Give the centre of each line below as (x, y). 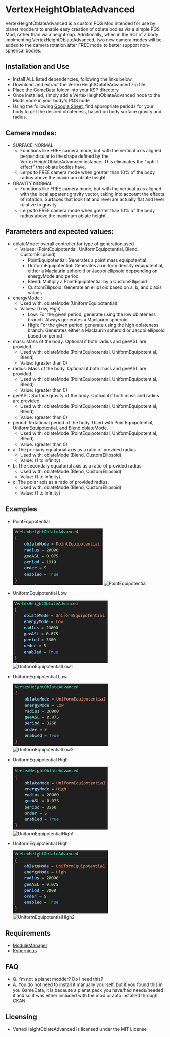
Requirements (28, 933)
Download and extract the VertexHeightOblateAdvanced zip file (79, 84)
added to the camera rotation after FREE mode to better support (72, 45)
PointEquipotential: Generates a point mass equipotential (87, 260)
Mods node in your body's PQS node (51, 100)
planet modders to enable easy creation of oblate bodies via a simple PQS (82, 29)
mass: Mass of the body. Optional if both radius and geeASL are (79, 341)
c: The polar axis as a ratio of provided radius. (61, 482)
